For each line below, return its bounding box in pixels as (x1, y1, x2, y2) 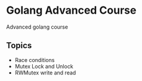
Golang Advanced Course (6, 4, 137, 17)
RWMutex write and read (14, 69, 76, 76)
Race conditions (14, 56, 55, 63)
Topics (6, 40, 32, 51)
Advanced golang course (6, 23, 69, 30)
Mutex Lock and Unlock (14, 63, 73, 70)
